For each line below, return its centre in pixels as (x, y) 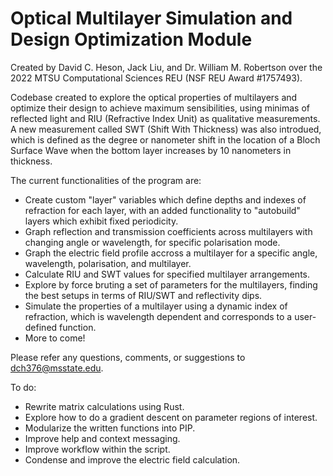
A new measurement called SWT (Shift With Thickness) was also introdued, (166, 129)
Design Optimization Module (131, 39)
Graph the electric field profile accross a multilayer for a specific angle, (171, 253)
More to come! (55, 338)
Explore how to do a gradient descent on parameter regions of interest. (171, 417)
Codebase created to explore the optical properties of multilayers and (154, 97)
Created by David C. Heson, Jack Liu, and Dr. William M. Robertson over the (166, 67)
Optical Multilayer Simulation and (151, 18)
